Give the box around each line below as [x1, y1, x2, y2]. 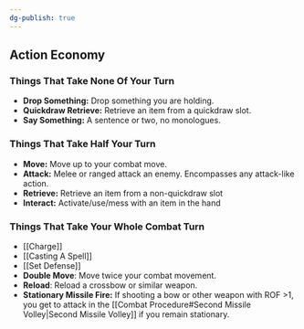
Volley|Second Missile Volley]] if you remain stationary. [22, 308, 230, 320]
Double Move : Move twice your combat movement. [22, 270, 217, 281]
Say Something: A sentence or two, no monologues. [22, 115, 221, 126]
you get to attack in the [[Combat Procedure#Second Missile [22, 299, 251, 310]
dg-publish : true [9, 13, 76, 23]
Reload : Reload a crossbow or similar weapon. [22, 280, 198, 291]
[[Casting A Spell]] [22, 250, 93, 261]
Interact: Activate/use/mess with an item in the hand [22, 197, 221, 208]
